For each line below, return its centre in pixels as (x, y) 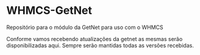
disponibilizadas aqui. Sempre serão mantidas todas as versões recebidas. (100, 45)
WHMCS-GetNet (49, 11)
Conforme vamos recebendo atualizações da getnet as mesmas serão (95, 39)
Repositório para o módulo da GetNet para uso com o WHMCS (85, 27)
